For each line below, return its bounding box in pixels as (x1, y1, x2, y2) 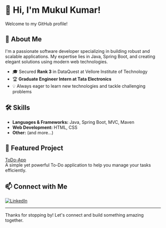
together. (5, 217, 24, 224)
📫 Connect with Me (5, 182, 68, 190)
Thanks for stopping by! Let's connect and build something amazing (5, 212, 144, 218)
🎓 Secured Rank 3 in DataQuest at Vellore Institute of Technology (12, 69, 148, 75)
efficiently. (5, 167, 27, 173)
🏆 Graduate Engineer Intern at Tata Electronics (12, 76, 112, 82)
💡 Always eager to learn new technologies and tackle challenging (12, 83, 146, 89)
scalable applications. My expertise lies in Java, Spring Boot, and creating (5, 53, 156, 59)
